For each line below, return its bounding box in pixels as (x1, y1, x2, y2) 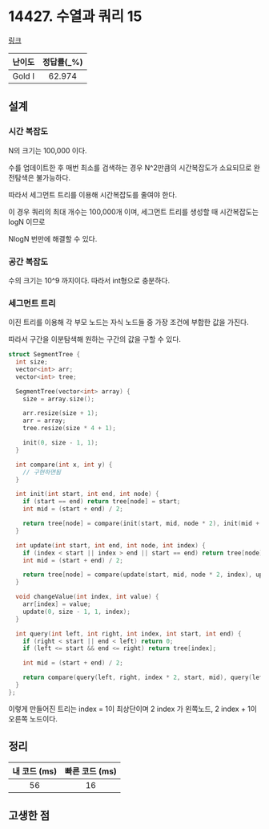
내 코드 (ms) (12, 766, 58, 777)
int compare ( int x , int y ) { (15, 461, 113, 469)
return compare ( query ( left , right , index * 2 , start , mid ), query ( (22, 673, 252, 682)
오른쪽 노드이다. (8, 713, 58, 723)
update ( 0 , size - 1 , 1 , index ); (22, 608, 130, 616)
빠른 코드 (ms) (64, 766, 118, 777)
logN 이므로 (8, 217, 46, 226)
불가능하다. (35, 173, 70, 182)
